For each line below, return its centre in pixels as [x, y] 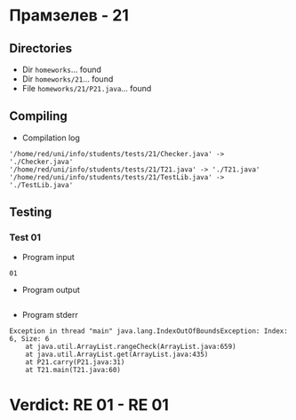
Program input [48, 257]
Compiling [39, 116]
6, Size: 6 [29, 338]
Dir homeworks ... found [62, 69]
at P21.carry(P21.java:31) [75, 362]
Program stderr [50, 314]
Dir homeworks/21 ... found [68, 79]
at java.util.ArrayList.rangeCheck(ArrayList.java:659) [131, 346]
